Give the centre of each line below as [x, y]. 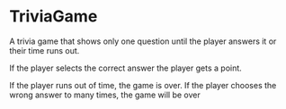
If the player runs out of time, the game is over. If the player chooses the [143, 85]
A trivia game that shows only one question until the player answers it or [143, 41]
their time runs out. [45, 50]
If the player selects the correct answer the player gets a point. [126, 68]
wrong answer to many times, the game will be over [105, 95]
